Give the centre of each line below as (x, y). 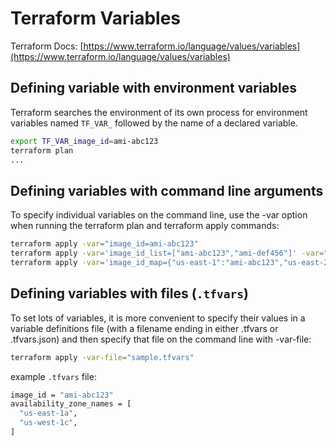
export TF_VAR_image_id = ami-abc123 (84, 141)
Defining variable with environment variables (154, 88)
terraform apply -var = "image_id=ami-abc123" (104, 244)
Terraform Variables (96, 18)
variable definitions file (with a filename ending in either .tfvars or (144, 328)
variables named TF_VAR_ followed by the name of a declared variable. (154, 123)
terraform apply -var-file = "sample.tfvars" (102, 357)
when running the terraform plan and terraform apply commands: (145, 226)
